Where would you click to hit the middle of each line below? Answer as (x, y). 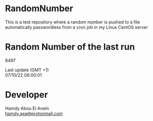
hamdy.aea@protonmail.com (34, 113)
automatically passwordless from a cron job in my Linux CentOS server (76, 27)
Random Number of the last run (70, 47)
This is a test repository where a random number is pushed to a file (73, 22)
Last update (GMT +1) (27, 70)
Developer (26, 95)
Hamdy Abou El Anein (27, 108)
